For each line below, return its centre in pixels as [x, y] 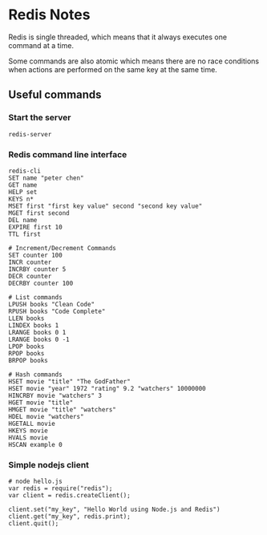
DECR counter [30, 276]
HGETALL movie [32, 424]
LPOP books [26, 347]
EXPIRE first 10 [35, 227]
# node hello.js [35, 482]
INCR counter [30, 262]
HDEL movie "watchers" [46, 416]
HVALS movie [28, 438]
